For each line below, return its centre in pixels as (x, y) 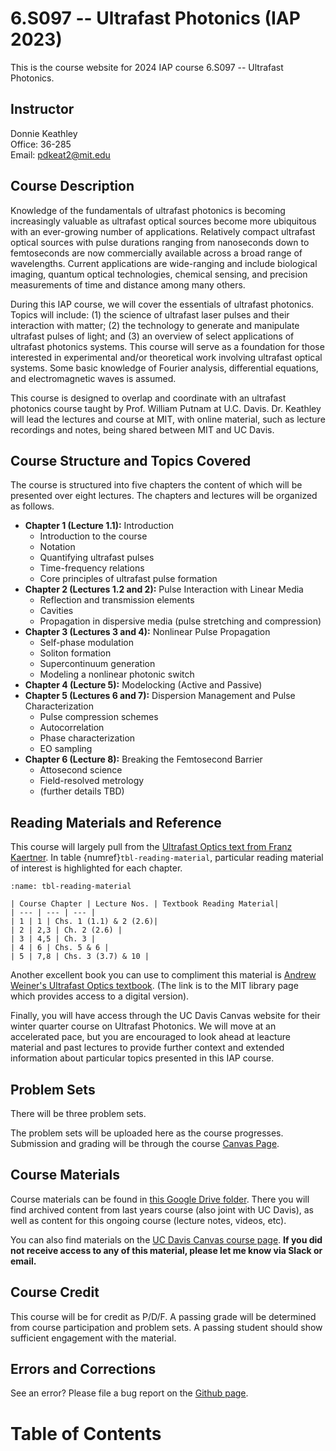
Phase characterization (87, 738)
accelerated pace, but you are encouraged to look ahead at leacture (150, 1037)
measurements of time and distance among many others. (128, 284)
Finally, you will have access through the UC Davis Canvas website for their (165, 1016)
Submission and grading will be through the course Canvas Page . (145, 1143)
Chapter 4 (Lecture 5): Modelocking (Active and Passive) (143, 685)
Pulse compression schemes (99, 717)
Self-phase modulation (86, 643)
